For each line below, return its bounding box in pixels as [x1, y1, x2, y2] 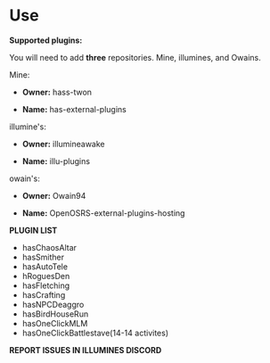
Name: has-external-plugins [21, 103, 127, 114]
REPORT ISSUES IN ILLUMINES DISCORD [9, 344, 162, 355]
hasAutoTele [21, 260, 69, 272]
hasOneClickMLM [21, 318, 88, 328]
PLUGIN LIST [9, 225, 58, 235]
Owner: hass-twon [21, 87, 92, 97]
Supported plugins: [9, 35, 83, 45]
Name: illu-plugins [21, 155, 91, 166]
